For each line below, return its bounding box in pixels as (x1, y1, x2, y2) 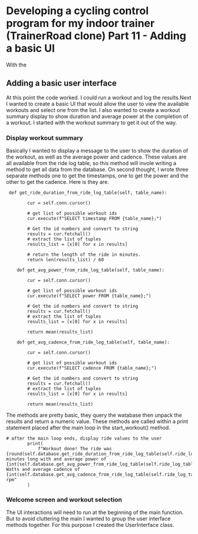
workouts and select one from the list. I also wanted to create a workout (6, 106, 180, 113)
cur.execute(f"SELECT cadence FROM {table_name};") (27, 365, 157, 371)
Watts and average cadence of (6, 467, 81, 473)
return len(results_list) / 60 (27, 257, 104, 263)
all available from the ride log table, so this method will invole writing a (6, 160, 177, 167)
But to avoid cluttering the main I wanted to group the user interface (6, 515, 171, 522)
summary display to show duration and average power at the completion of (6, 113, 189, 120)
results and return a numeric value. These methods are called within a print (6, 418, 189, 425)
